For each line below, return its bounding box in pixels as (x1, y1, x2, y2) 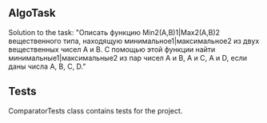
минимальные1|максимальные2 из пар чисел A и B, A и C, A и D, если (8, 53, 248, 62)
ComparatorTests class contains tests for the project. (8, 105, 183, 115)
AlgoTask (8, 6, 56, 20)
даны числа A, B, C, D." (8, 61, 86, 71)
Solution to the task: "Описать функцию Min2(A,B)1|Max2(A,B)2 (8, 27, 221, 37)
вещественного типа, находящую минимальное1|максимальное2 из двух (8, 36, 260, 46)
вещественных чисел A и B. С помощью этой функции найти (8, 44, 216, 54)
